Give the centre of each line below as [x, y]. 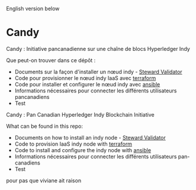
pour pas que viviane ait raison [44, 181]
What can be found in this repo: [44, 126]
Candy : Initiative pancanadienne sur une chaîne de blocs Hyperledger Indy [98, 49]
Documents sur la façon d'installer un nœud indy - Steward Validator [98, 72]
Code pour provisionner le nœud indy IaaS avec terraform [85, 78]
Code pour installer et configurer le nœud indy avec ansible [87, 84]
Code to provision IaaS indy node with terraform [73, 144]
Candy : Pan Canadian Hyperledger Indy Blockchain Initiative [81, 114]
